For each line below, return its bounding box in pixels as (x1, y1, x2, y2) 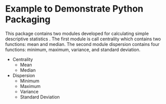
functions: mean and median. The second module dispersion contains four (5, 41, 160, 47)
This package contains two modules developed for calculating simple (5, 30, 149, 36)
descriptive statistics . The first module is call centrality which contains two (5, 36, 161, 42)
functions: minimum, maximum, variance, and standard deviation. (5, 46, 141, 53)
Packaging (5, 14, 51, 25)
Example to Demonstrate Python (5, 3, 143, 15)
